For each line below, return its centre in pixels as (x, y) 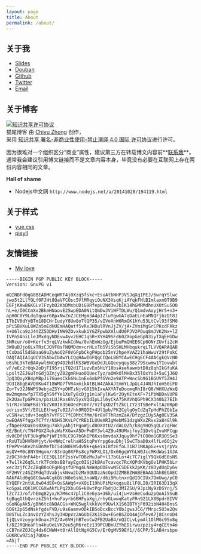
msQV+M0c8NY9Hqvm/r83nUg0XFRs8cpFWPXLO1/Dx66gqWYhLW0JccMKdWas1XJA (92, 452)
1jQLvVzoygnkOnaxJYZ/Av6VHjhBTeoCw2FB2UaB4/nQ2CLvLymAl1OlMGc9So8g (92, 520)
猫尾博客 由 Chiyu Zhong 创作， (45, 132)
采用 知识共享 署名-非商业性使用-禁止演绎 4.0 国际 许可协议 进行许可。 (92, 139)
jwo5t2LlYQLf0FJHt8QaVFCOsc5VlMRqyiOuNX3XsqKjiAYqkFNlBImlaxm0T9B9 (92, 300)
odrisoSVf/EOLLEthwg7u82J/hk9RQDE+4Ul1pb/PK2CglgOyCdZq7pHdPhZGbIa (92, 410)
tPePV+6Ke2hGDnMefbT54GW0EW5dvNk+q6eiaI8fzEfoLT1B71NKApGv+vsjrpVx (92, 446)
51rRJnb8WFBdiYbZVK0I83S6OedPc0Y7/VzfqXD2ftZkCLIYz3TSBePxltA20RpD (92, 405)
